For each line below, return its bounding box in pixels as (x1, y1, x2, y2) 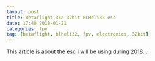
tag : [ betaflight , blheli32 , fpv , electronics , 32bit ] (6, 31, 149, 37)
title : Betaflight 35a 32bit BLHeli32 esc (6, 14, 116, 21)
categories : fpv (6, 25, 48, 32)
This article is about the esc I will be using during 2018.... (6, 48, 150, 55)
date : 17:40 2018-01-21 (6, 20, 67, 26)
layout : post (6, 8, 40, 15)
